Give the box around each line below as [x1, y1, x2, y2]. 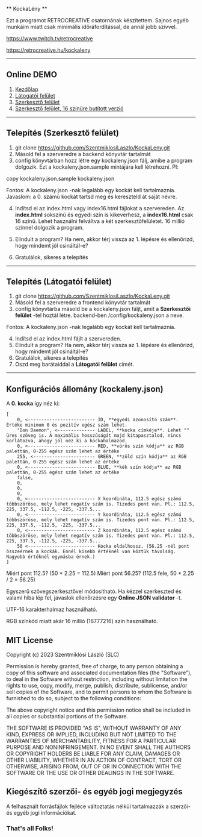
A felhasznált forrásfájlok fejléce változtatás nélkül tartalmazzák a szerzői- [6, 803, 191, 810]
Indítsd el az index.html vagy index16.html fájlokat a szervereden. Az [14, 204, 185, 212]
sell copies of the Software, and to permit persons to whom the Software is [6, 688, 192, 695]
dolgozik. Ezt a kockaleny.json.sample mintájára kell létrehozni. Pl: [14, 163, 179, 171]
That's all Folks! [6, 824, 54, 832]
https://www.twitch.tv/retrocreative [6, 35, 93, 42]
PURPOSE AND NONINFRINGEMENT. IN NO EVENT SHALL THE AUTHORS [6, 744, 191, 751]
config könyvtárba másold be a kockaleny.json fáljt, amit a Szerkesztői [14, 306, 191, 313]
